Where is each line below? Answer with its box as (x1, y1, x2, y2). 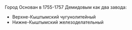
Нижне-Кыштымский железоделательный (12, 19, 104, 25)
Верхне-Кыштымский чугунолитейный (12, 14, 96, 19)
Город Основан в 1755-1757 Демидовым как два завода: (5, 4, 127, 10)
